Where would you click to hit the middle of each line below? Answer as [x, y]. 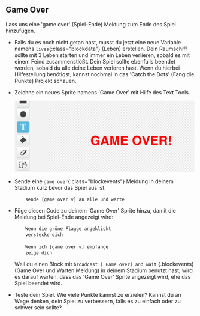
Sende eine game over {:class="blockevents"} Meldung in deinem [94, 181]
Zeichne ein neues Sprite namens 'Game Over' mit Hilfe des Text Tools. [102, 92]
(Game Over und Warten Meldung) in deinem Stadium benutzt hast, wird [103, 270]
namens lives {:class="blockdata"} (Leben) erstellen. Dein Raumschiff [101, 49]
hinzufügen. [20, 31]
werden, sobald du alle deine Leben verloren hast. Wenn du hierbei [97, 68]
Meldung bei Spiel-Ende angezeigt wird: [64, 217]
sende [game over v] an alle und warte [75, 199]
